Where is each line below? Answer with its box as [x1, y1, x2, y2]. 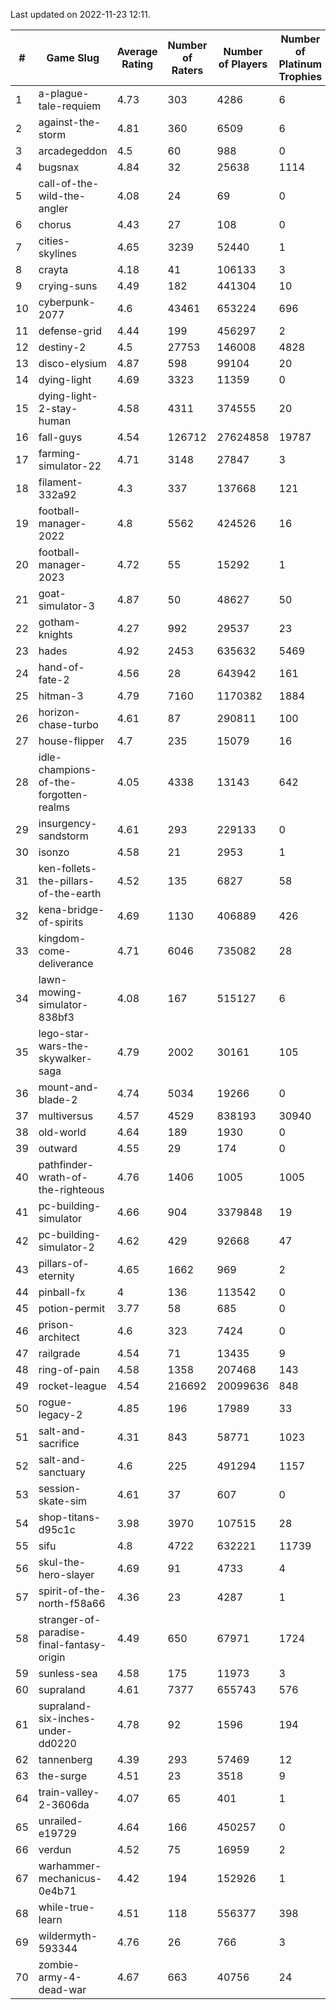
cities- [38, 234, 71, 248]
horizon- [38, 705, 81, 719]
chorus [38, 218, 72, 231]
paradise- [38, 1625, 87, 1639]
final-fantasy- [38, 1638, 107, 1651]
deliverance [38, 957, 94, 970]
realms [38, 800, 71, 814]
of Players [218, 57, 268, 71]
